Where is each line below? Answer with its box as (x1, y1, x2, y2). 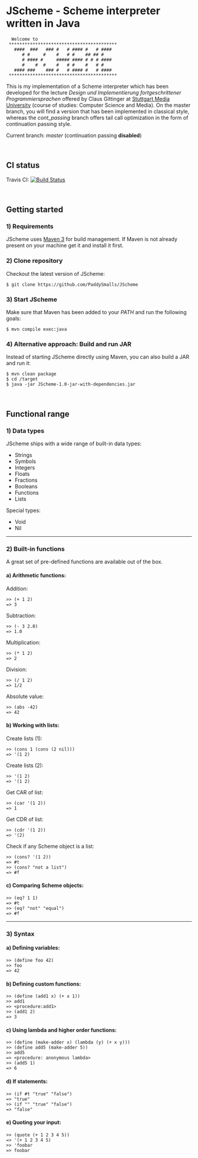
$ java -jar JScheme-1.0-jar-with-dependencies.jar (6, 381, 136, 387)
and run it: (6, 360, 31, 367)
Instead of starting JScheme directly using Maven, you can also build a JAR (6, 353, 190, 361)
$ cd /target (6, 376, 38, 382)
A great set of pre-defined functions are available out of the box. (6, 558, 163, 565)
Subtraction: (6, 612, 37, 619)
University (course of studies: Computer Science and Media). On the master (6, 102, 191, 109)
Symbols (14, 458, 37, 465)
